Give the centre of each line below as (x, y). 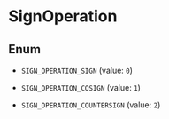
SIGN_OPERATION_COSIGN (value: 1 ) (81, 87)
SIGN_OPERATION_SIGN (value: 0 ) (77, 70)
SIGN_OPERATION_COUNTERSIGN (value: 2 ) (91, 105)
